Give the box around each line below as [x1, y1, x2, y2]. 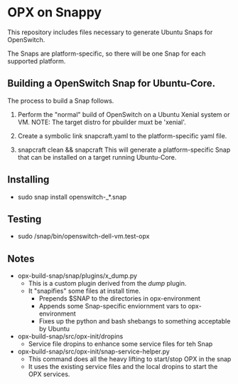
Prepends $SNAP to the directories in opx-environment [38, 294, 200, 303]
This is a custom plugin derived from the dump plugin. [28, 279, 187, 288]
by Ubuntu [38, 325, 70, 333]
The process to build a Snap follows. [7, 96, 114, 105]
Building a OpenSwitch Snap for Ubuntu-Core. [7, 78, 216, 90]
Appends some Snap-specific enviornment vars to [38, 302, 187, 311]
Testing [7, 213, 42, 225]
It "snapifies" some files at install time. [28, 286, 141, 296]
